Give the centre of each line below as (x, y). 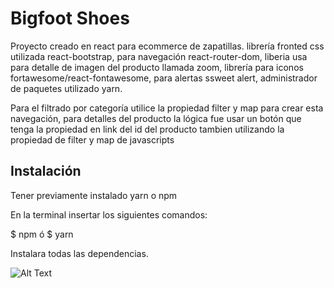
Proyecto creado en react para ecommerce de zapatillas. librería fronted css (167, 46)
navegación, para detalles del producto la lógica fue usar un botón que (156, 118)
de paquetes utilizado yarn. (66, 88)
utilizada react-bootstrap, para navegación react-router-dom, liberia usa (159, 56)
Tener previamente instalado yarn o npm (94, 195)
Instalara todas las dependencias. (79, 253)
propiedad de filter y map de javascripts (92, 139)
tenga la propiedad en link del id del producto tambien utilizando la (147, 129)
